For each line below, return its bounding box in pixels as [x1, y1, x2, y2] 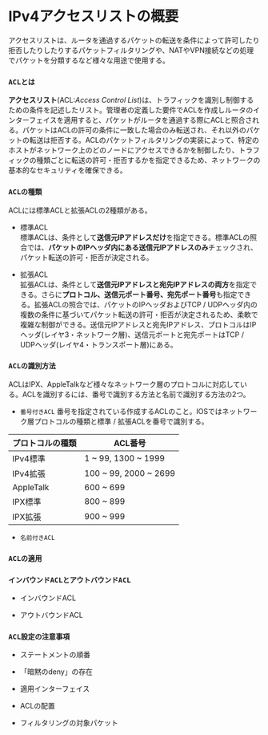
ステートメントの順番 [19, 650, 90, 660]
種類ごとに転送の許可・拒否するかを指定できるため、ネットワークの [35, 156, 261, 165]
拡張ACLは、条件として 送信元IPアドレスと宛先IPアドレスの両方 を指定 [19, 279, 250, 289]
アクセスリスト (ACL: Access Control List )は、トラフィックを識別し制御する [8, 95, 254, 105]
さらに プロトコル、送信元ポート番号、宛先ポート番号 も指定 [41, 290, 238, 299]
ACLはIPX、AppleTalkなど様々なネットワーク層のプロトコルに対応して [8, 379, 241, 389]
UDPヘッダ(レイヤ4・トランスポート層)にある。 [19, 339, 178, 349]
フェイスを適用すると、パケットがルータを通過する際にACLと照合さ [29, 116, 253, 125]
